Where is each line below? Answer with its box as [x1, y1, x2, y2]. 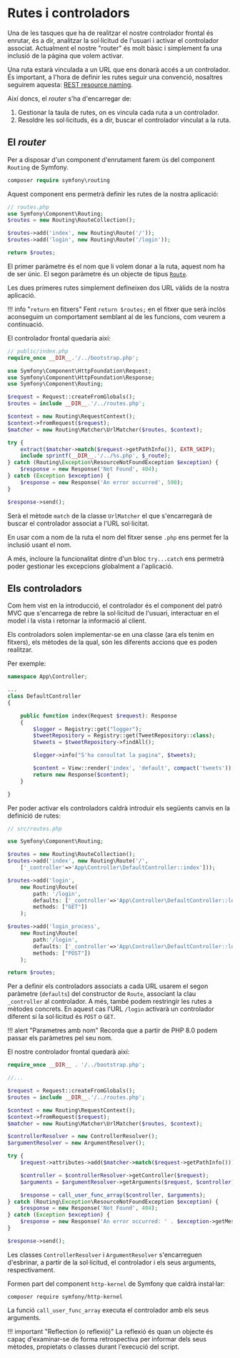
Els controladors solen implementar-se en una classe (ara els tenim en [7, 630, 214, 639]
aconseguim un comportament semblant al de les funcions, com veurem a [7, 312, 226, 321]
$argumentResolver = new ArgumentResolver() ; [7, 1140, 145, 1147]
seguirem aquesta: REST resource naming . [7, 80, 134, 89]
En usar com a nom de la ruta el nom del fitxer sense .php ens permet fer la [7, 533, 229, 541]
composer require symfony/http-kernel [7, 1293, 123, 1300]
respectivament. [7, 1265, 56, 1274]
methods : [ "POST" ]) [33, 950, 91, 957]
